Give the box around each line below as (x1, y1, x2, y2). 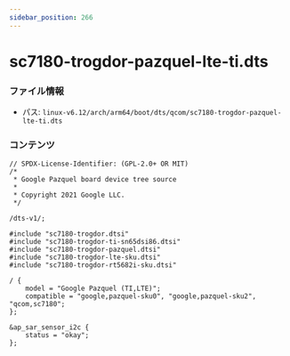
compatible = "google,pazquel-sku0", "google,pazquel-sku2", (25, 292, 256, 301)
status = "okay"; (25, 331, 90, 340)
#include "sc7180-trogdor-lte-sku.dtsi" (9, 253, 162, 263)
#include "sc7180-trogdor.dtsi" (9, 230, 129, 239)
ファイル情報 (9, 85, 65, 97)
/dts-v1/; (9, 214, 46, 223)
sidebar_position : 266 (9, 12, 93, 22)
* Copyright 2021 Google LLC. (12, 190, 125, 200)
